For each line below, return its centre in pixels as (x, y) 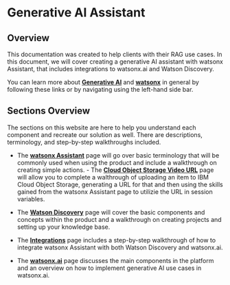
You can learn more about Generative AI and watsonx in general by (103, 82)
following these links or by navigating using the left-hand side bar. (100, 89)
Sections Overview (49, 111)
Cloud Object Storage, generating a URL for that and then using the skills (120, 184)
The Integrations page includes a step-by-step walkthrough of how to (116, 240)
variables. (31, 199)
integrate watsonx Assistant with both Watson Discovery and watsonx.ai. (120, 247)
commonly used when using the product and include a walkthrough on (117, 162)
